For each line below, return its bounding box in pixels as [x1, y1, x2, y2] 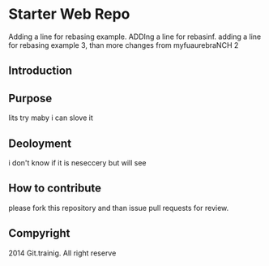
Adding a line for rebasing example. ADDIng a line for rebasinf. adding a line [8, 32, 262, 41]
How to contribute [8, 182, 102, 195]
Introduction [8, 64, 73, 78]
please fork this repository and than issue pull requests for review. [8, 203, 229, 212]
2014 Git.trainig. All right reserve [8, 248, 117, 258]
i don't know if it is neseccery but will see [8, 157, 147, 167]
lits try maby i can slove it [8, 113, 93, 122]
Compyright [8, 226, 70, 240]
